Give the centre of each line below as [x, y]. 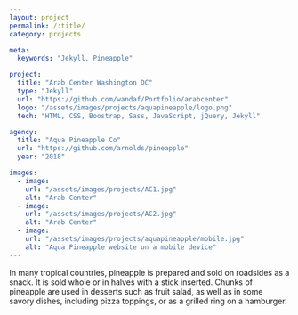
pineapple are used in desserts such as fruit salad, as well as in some [136, 291]
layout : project [39, 17]
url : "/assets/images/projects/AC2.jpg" [101, 214]
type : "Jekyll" [45, 91]
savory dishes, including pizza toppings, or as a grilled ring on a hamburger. [148, 301]
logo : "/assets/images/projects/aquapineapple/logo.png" [125, 108]
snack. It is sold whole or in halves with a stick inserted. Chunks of [131, 282]
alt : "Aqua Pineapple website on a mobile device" [121, 247]
